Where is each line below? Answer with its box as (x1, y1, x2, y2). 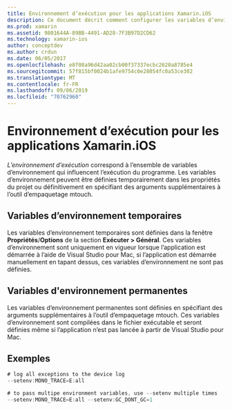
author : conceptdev (7, 42, 64, 49)
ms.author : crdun (7, 49, 57, 56)
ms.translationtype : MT (7, 74, 76, 81)
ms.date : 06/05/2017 (7, 55, 67, 62)
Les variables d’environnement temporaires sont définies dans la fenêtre (7, 228, 213, 237)
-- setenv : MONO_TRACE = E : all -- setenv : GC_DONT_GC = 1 (7, 396, 153, 403)
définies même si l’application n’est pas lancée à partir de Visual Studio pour (7, 325, 224, 333)
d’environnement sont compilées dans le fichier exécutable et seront (7, 318, 202, 326)
